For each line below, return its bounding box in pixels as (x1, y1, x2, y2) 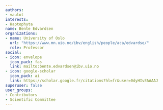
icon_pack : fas (10, 59, 42, 64)
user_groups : (5, 87, 33, 93)
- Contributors (5, 92, 38, 97)
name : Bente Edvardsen (5, 26, 53, 31)
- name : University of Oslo (5, 36, 65, 41)
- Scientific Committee (5, 97, 56, 102)
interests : (5, 17, 29, 22)
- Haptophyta (5, 21, 33, 27)
